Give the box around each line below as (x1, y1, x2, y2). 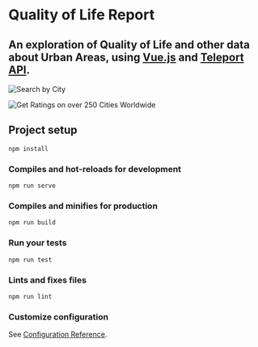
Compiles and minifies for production (8, 200, 158, 211)
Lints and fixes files (8, 274, 87, 286)
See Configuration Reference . (8, 329, 108, 340)
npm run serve (8, 182, 57, 190)
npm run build (8, 219, 57, 227)
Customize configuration (8, 311, 109, 322)
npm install (8, 144, 49, 153)
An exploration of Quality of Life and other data (8, 38, 251, 52)
